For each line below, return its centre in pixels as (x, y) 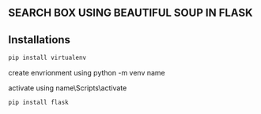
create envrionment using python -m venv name (87, 73)
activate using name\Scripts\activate (68, 88)
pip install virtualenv (47, 58)
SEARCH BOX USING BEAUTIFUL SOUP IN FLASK (130, 13)
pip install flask (38, 103)
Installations (40, 40)
